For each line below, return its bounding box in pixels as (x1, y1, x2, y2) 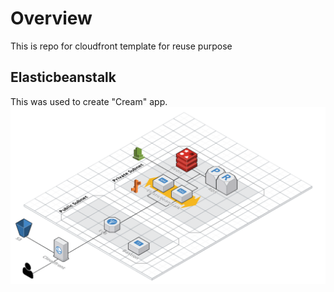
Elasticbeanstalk (10, 69, 117, 86)
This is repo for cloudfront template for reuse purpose (10, 40, 233, 52)
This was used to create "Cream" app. (10, 95, 168, 107)
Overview (10, 7, 93, 30)
